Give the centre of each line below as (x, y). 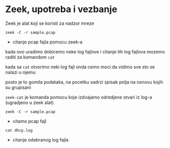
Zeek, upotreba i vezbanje (61, 9)
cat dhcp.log (19, 130)
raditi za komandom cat (30, 57)
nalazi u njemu (21, 72)
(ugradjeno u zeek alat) (30, 103)
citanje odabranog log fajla (40, 139)
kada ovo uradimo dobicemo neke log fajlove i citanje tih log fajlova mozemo (85, 52)
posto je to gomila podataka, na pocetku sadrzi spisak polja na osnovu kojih (84, 82)
